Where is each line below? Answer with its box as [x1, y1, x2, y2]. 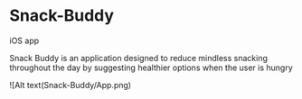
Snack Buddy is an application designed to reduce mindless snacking [9, 52, 269, 63]
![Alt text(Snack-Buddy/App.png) [9, 79, 132, 90]
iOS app [9, 35, 40, 46]
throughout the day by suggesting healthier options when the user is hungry [9, 62, 294, 73]
